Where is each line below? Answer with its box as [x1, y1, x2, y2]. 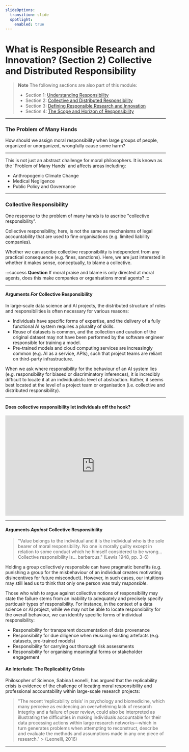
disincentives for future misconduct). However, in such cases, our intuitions [5, 575, 164, 581]
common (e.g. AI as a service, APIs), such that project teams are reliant [12, 350, 162, 356]
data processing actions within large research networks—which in [17, 719, 157, 725]
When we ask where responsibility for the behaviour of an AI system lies [5, 366, 157, 372]
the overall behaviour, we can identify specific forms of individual [5, 612, 143, 618]
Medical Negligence [12, 178, 55, 184]
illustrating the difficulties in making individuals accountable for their [17, 714, 161, 720]
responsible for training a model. [12, 340, 82, 346]
